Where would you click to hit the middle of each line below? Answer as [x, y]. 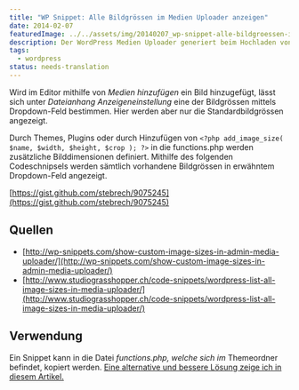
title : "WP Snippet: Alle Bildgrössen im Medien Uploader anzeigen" [139, 17]
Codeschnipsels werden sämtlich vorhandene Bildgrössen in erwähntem [142, 166]
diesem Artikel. [36, 376]
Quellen [31, 231]
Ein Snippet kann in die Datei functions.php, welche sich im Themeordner [144, 357]
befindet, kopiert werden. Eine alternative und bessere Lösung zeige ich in [145, 367]
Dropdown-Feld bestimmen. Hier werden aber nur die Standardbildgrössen [146, 111]
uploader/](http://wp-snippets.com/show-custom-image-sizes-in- [143, 261]
